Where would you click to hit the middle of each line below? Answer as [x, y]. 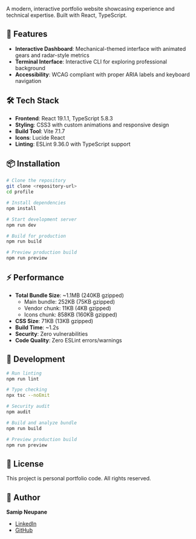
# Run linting [24, 373]
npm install [21, 208]
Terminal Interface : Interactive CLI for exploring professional [91, 61]
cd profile [20, 192]
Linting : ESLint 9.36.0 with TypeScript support [73, 144]
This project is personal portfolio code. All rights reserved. [79, 479]
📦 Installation [33, 164]
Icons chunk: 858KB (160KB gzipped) [71, 315]
